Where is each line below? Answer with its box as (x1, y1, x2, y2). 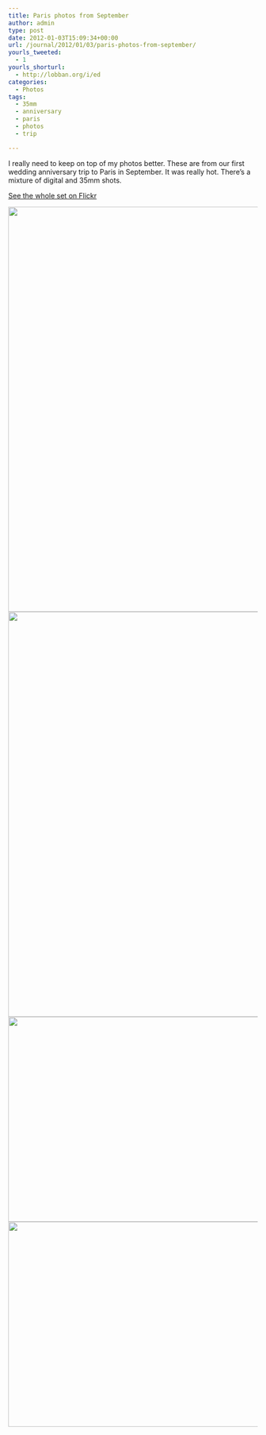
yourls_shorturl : (8, 64, 66, 71)
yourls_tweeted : (8, 48, 62, 56)
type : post (8, 26, 44, 34)
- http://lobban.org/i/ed (15, 71, 101, 79)
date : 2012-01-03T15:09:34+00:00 (8, 33, 119, 42)
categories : (8, 78, 47, 86)
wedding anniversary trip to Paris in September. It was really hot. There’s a (8, 167, 251, 176)
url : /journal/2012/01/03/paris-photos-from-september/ (8, 41, 196, 49)
